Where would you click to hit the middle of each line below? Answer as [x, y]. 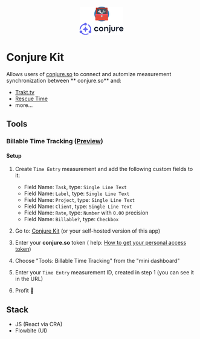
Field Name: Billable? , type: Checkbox [71, 219]
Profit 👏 [24, 291]
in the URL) [29, 279]
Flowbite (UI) [31, 331]
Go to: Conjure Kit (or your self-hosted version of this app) [88, 231]
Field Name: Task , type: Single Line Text [75, 187]
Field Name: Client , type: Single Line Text [78, 207]
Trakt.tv [25, 92]
